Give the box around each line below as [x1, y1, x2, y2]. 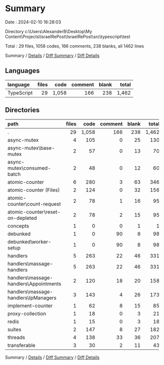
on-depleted [7, 214, 37, 221]
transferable [7, 342, 36, 348]
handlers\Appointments [7, 280, 61, 287]
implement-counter [7, 302, 53, 309]
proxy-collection [7, 310, 46, 317]
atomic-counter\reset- [7, 208, 61, 215]
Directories [5, 106, 40, 115]
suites [7, 326, 21, 333]
